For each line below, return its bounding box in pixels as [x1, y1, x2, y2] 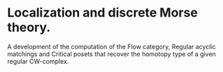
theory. [7, 19, 51, 35]
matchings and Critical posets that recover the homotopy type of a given [7, 50, 217, 58]
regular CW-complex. [7, 57, 69, 65]
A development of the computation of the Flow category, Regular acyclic [7, 42, 216, 51]
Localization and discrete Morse [7, 5, 198, 21]
